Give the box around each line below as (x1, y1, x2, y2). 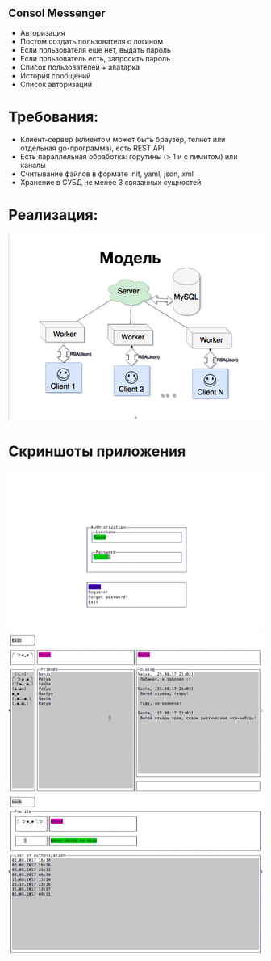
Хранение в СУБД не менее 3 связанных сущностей (19, 177, 202, 187)
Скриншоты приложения (8, 442, 186, 461)
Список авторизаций (19, 79, 93, 89)
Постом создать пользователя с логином (19, 36, 164, 46)
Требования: (8, 108, 99, 126)
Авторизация (19, 27, 66, 37)
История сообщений (19, 70, 91, 80)
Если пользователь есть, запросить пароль (19, 53, 171, 63)
